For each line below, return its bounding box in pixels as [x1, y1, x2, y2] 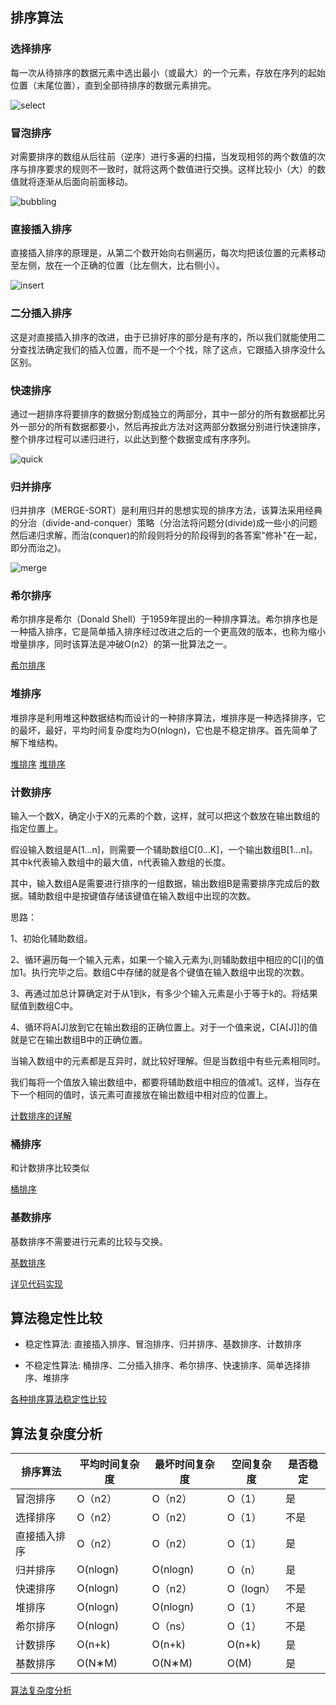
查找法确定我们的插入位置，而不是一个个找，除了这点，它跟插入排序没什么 [18, 343, 326, 355]
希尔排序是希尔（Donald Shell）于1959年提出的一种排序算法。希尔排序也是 [10, 613, 319, 625]
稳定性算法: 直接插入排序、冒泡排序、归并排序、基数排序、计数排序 [24, 1338, 302, 1350]
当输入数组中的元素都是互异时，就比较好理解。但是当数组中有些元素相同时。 [10, 1055, 326, 1067]
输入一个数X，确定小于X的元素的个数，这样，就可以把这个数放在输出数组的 [10, 810, 321, 822]
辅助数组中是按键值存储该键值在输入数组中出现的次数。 [27, 890, 256, 902]
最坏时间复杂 [154, 1458, 215, 1472]
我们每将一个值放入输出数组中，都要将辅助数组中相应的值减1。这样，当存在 [10, 1076, 321, 1088]
